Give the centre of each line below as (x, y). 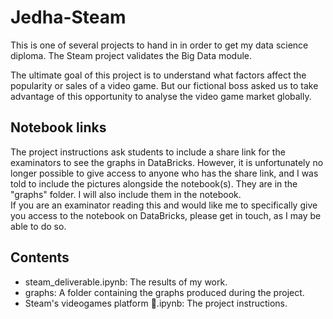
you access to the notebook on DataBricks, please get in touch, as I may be (166, 215)
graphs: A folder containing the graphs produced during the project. (164, 292)
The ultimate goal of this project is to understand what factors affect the (158, 75)
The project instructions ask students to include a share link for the (148, 152)
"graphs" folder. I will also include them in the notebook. (126, 194)
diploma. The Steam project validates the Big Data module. (131, 55)
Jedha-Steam (68, 17)
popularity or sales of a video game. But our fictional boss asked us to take (164, 85)
